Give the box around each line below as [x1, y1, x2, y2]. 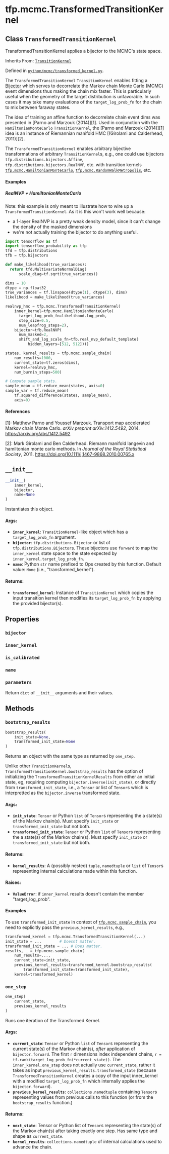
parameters [5, 679, 32, 685]
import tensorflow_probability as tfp [5, 243, 87, 249]
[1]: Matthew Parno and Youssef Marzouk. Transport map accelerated [5, 420, 150, 426]
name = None [14, 492, 35, 497]
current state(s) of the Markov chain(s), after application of [12, 1046, 135, 1052]
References [5, 408, 30, 415]
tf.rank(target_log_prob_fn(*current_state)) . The [12, 1056, 121, 1062]
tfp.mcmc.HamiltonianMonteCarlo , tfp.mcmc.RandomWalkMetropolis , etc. [5, 167, 151, 173]
